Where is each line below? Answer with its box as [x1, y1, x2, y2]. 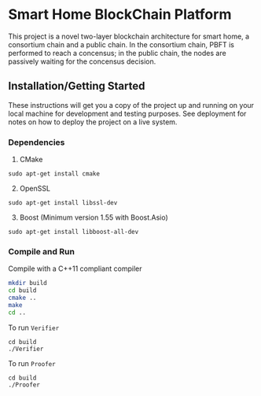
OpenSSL [19, 183, 51, 194]
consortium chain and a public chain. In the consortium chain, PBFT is [8, 39, 234, 49]
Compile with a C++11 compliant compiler [8, 264, 142, 273]
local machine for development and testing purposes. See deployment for [8, 109, 247, 118]
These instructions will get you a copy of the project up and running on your [8, 100, 254, 109]
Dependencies [8, 136, 65, 147]
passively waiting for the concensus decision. [8, 57, 156, 66]
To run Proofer [8, 358, 57, 368]
